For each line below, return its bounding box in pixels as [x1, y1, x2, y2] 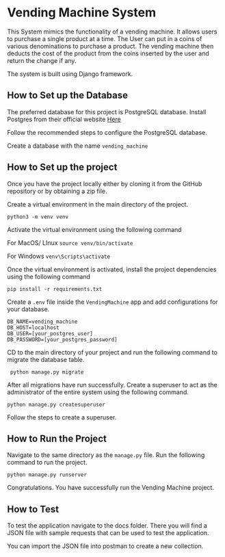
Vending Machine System [7, 5, 156, 21]
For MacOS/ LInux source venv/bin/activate [7, 238, 133, 247]
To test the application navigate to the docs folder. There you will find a [7, 521, 207, 530]
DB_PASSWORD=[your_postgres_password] [7, 336, 118, 343]
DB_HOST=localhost [7, 324, 59, 331]
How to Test [7, 503, 59, 515]
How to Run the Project [7, 432, 107, 444]
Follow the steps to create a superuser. [7, 413, 117, 422]
